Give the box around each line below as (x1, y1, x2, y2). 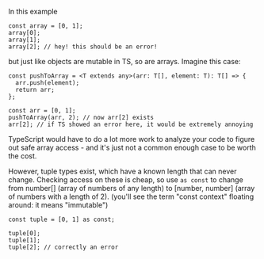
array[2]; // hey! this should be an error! (8, 43, 158, 51)
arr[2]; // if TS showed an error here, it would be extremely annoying (8, 120, 254, 128)
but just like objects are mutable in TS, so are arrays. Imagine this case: (8, 57, 241, 66)
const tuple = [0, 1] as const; (8, 215, 115, 223)
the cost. (8, 151, 37, 161)
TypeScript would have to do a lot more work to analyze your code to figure (8, 135, 255, 143)
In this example (8, 7, 58, 16)
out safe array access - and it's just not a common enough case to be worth (8, 143, 256, 152)
